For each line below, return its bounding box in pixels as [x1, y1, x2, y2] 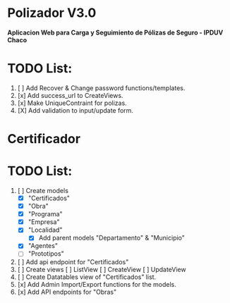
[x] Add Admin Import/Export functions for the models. [17, 280, 176, 288]
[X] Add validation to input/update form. [17, 106, 134, 114]
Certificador [7, 131, 81, 147]
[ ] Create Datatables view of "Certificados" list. [17, 273, 157, 281]
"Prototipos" [28, 249, 65, 258]
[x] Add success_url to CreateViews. [17, 91, 123, 99]
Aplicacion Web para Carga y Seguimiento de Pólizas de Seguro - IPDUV [7, 28, 224, 37]
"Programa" [28, 210, 63, 218]
